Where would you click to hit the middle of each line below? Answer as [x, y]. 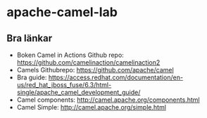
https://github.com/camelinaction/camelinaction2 [88, 63]
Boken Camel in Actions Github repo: [70, 55]
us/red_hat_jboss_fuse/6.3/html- [64, 85]
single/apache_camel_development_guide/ [79, 92]
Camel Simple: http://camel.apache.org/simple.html [92, 107]
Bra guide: [32, 77]
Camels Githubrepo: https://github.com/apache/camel [95, 70]
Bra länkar [30, 38]
